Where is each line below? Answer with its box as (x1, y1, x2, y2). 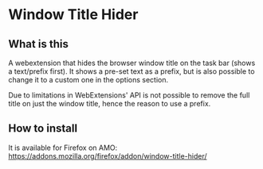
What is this (8, 37, 69, 51)
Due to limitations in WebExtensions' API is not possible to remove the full (8, 90, 250, 100)
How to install (8, 121, 78, 136)
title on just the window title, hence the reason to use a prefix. (8, 99, 211, 108)
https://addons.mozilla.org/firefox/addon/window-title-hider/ (8, 151, 207, 160)
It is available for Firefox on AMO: (8, 143, 118, 152)
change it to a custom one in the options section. (8, 75, 169, 84)
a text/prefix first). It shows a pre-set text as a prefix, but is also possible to (8, 67, 255, 76)
